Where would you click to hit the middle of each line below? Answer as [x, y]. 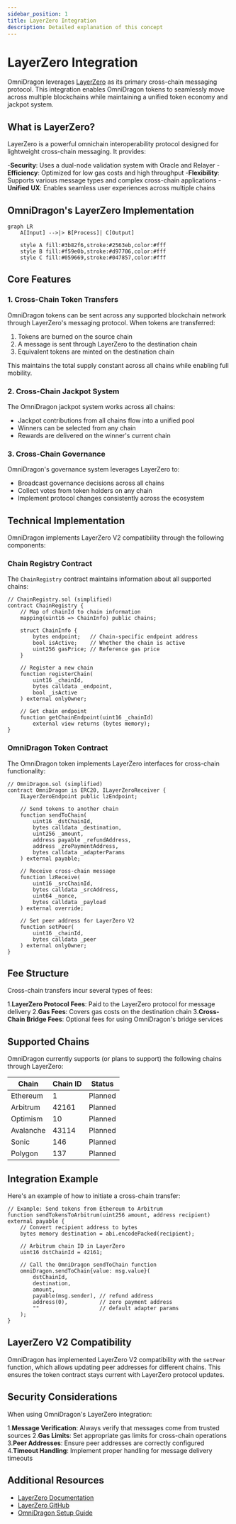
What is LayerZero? [51, 127]
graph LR [20, 227]
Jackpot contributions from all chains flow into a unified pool [106, 420]
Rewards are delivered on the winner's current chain [94, 435]
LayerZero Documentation [56, 1497]
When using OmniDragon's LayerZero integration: [80, 1414]
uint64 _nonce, [55, 896]
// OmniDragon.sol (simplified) [55, 784]
